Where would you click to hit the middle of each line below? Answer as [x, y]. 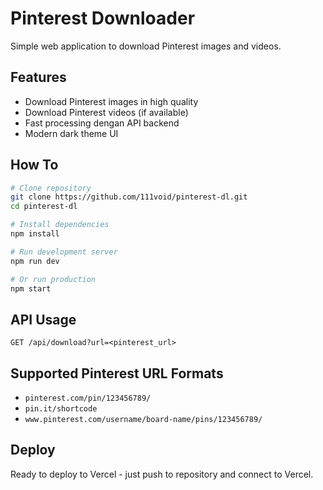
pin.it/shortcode [61, 409]
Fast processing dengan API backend [102, 123]
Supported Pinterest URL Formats [117, 373]
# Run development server [64, 252]
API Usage [43, 319]
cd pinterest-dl [44, 207]
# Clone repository [51, 188]
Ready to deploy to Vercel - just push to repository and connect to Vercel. [162, 474]
